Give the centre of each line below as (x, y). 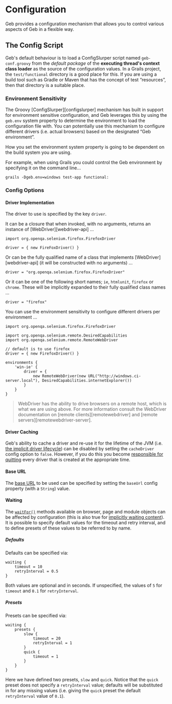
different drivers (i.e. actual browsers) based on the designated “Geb (78, 132)
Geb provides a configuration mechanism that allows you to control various (85, 24)
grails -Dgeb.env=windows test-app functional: (57, 178)
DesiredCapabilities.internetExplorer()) (87, 381)
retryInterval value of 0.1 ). (35, 696)
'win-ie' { (26, 367)
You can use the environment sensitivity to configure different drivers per (83, 312)
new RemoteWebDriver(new (59, 376)
